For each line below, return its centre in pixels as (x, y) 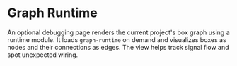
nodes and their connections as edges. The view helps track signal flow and (118, 47)
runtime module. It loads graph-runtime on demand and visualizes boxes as (117, 39)
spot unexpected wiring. (43, 55)
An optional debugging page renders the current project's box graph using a (118, 32)
